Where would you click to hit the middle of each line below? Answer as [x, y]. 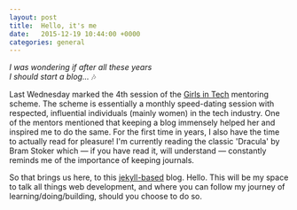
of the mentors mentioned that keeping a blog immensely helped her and [142, 123]
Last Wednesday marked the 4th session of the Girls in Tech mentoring [139, 95]
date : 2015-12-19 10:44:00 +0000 [75, 34]
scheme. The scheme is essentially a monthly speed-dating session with [142, 104]
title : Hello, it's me [53, 26]
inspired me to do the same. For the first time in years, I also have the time [145, 132]
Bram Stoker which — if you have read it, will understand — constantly [138, 151]
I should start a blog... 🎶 [53, 77]
